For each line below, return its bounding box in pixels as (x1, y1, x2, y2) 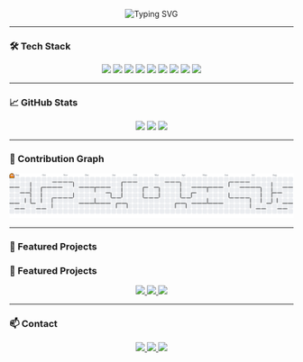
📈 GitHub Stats (9, 96, 78, 109)
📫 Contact (9, 318, 58, 330)
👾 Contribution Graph (9, 152, 105, 165)
